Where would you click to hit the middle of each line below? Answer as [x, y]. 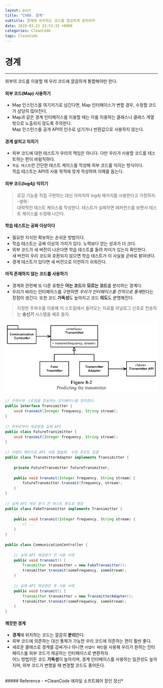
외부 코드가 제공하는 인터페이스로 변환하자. [69, 653]
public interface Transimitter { [39, 406]
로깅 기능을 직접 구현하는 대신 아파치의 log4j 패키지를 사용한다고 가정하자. [87, 195]
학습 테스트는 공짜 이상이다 [30, 226]
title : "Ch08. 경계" [25, 15]
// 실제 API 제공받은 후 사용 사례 [44, 586]
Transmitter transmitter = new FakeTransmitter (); [75, 565]
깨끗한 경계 [15, 623]
